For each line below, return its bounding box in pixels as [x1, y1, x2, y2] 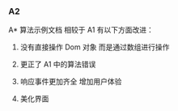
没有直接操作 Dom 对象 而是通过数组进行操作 [19, 42, 170, 52]
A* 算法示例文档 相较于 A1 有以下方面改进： [8, 25, 154, 35]
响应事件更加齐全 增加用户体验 [19, 77, 122, 87]
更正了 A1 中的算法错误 [19, 59, 96, 70]
